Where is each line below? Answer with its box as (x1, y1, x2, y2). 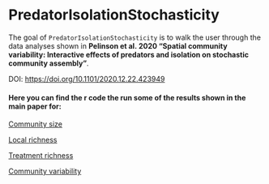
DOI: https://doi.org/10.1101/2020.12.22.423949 (8, 74, 165, 83)
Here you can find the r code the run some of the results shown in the (8, 92, 246, 102)
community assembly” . (8, 58, 89, 68)
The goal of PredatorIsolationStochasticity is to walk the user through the (8, 32, 262, 42)
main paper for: (8, 101, 62, 111)
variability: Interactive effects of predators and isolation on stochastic (8, 49, 250, 59)
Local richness (8, 135, 58, 145)
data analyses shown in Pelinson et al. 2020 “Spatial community (8, 41, 228, 50)
